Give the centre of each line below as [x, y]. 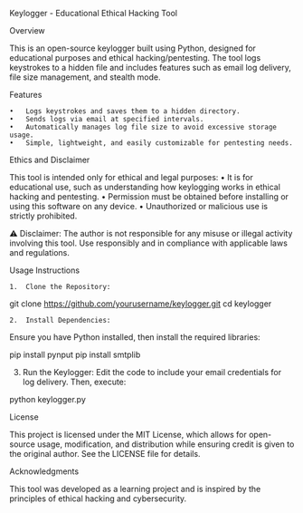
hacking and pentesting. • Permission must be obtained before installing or [149, 197]
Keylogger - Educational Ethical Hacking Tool [94, 13]
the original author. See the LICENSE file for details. [105, 454]
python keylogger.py [47, 399]
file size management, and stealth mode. [85, 77]
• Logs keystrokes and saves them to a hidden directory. [125, 111]
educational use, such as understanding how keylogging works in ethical [145, 187]
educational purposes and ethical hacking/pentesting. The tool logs [135, 58]
